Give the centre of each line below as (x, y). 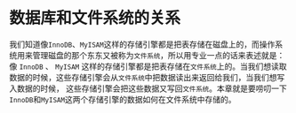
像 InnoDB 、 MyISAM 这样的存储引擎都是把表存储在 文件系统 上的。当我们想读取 (148, 66)
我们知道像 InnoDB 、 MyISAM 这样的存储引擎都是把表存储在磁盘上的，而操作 (142, 44)
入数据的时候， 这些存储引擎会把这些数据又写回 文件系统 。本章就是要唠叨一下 (148, 88)
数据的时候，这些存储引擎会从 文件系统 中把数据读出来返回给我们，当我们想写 (147, 77)
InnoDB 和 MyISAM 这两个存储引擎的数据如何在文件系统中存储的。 (123, 99)
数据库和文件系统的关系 (95, 18)
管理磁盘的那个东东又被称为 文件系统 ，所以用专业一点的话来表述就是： (159, 55)
